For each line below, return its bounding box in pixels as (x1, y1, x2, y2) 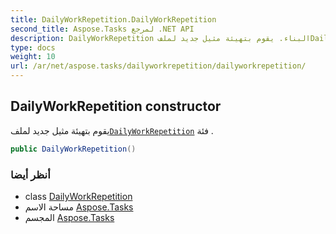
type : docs (10, 42, 56, 53)
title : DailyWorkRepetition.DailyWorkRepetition (10, 14, 217, 25)
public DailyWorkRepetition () (10, 144, 137, 154)
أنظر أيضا (10, 167, 51, 181)
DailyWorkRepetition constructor (10, 98, 222, 115)
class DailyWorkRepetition (24, 190, 133, 202)
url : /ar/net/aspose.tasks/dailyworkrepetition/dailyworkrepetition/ (10, 61, 307, 71)
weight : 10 (10, 52, 56, 62)
